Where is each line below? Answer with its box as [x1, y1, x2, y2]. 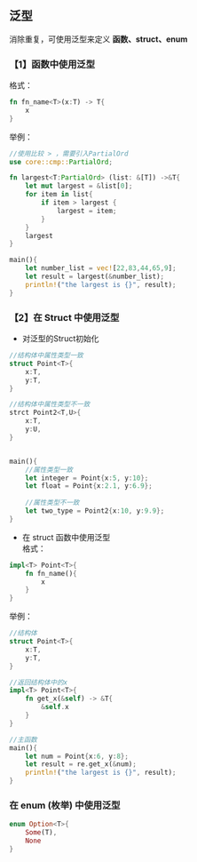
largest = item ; [56, 206, 117, 215]
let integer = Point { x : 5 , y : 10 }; [25, 474, 149, 483]
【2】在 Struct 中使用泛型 [9, 311, 120, 323]
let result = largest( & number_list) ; [25, 272, 165, 282]
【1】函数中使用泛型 [9, 58, 96, 70]
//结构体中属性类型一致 [9, 351, 84, 360]
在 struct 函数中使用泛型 [21, 531, 111, 542]
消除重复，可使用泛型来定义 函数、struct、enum [9, 34, 188, 44]
